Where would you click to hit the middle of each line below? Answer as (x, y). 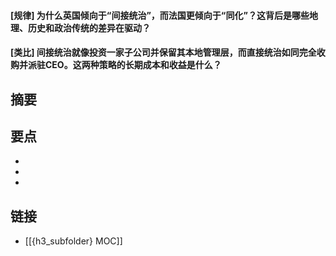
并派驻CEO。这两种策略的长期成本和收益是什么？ (120, 65)
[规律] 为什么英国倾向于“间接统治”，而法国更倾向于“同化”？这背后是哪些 (160, 15)
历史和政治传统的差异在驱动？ (89, 27)
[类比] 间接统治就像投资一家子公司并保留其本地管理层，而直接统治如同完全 (163, 52)
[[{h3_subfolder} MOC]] (73, 241)
